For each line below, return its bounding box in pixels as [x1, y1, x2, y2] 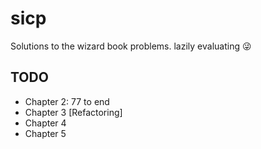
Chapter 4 [24, 117, 67, 129]
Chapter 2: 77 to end [24, 95, 110, 107]
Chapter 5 [24, 127, 67, 139]
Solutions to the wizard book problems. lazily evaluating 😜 [10, 40, 252, 52]
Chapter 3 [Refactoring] [24, 106, 123, 118]
